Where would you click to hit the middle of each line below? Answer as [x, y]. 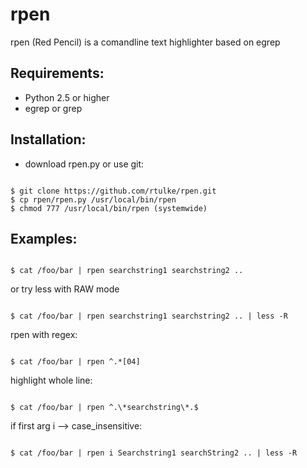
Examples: [44, 238]
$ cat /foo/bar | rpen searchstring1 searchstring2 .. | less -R [149, 316]
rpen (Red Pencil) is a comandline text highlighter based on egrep [145, 42]
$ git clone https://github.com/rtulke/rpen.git [113, 191]
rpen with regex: [44, 335]
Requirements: [57, 73]
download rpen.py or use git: [84, 164]
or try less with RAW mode [65, 289]
